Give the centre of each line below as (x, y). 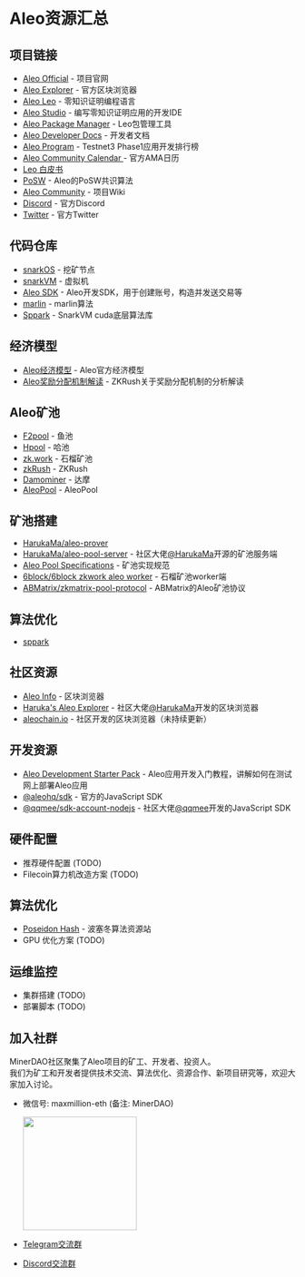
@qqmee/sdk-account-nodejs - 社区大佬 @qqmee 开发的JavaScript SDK (157, 808)
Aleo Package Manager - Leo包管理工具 (97, 124)
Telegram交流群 (52, 1243)
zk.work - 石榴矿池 (58, 458)
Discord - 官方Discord (64, 203)
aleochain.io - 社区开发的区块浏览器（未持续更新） (117, 719)
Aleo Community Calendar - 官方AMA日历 (101, 158)
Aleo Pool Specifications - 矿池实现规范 (96, 565)
